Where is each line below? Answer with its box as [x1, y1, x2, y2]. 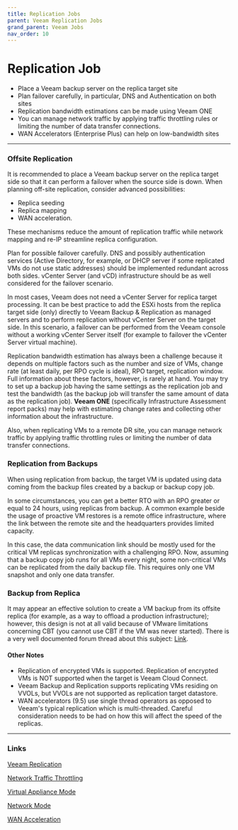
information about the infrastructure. [7, 413, 114, 421]
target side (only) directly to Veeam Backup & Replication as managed [7, 308, 211, 317]
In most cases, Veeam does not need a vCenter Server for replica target [7, 293, 217, 302]
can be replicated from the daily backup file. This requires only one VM [7, 562, 215, 572]
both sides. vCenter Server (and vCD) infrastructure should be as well [7, 271, 211, 280]
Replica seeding [17, 199, 65, 207]
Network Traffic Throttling [7, 773, 84, 782]
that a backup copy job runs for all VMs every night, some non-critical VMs [7, 555, 227, 564]
